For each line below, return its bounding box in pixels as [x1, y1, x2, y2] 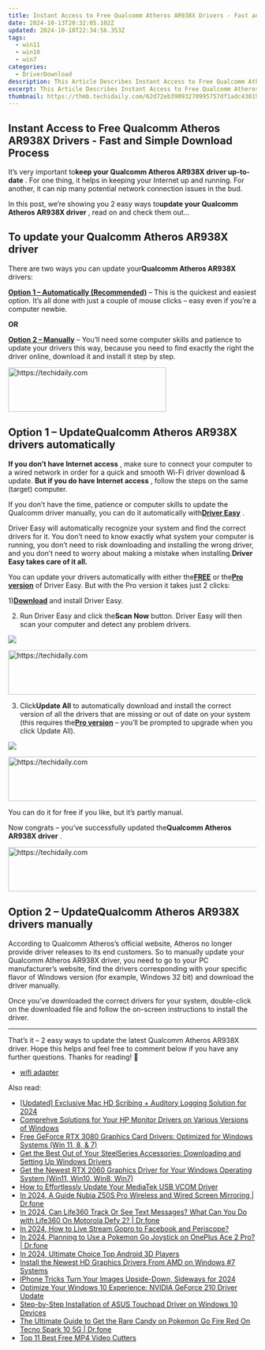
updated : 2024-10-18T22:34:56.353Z [8, 26, 125, 34]
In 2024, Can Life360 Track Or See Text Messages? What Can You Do [19, 1207, 247, 1217]
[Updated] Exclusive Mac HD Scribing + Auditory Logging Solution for [19, 1098, 247, 1108]
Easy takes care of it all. [8, 557, 88, 566]
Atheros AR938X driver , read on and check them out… [8, 208, 190, 217]
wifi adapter [19, 1067, 59, 1077]
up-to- [227, 167, 250, 177]
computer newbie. [8, 304, 68, 313]
